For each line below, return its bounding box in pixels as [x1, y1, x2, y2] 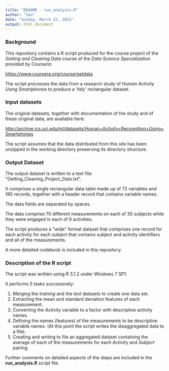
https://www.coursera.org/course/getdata [5, 71, 93, 77]
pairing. [12, 345, 29, 351]
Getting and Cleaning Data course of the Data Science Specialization [5, 55, 151, 62]
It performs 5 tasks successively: [5, 281, 75, 287]
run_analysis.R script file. [5, 360, 59, 366]
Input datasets [5, 99, 42, 106]
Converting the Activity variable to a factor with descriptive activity [12, 307, 153, 313]
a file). [12, 329, 26, 335]
